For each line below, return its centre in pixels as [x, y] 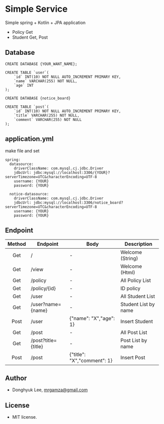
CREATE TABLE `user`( [27, 72]
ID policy [130, 288]
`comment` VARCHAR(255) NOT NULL [48, 119]
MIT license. [24, 417]
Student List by [138, 305]
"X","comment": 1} [91, 361]
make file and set [22, 151]
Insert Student [137, 322]
